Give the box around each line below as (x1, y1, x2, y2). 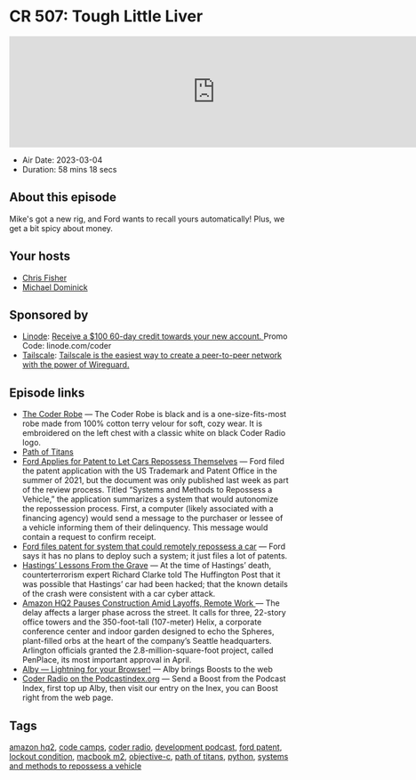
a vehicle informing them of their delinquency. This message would (21, 522, 268, 533)
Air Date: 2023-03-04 (21, 154, 103, 165)
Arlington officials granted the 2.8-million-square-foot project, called (21, 645, 274, 655)
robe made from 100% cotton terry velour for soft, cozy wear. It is (21, 418, 263, 429)
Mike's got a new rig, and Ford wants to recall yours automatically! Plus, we (9, 213, 285, 224)
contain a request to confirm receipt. (21, 532, 157, 543)
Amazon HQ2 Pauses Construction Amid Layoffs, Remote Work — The (21, 598, 280, 608)
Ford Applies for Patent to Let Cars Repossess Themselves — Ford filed (21, 456, 284, 467)
